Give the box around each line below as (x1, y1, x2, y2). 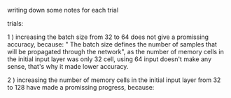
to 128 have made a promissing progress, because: (7, 83, 155, 91)
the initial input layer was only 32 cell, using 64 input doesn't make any (7, 55, 212, 63)
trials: (7, 19, 24, 27)
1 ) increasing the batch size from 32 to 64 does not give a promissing (7, 33, 209, 41)
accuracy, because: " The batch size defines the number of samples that (7, 40, 217, 48)
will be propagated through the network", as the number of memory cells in (7, 48, 224, 56)
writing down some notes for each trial (7, 6, 119, 14)
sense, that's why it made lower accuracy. (7, 63, 129, 70)
